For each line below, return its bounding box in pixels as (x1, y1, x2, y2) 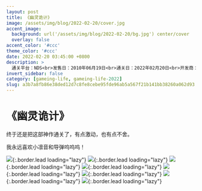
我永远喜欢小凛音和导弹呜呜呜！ (6, 143, 85, 151)
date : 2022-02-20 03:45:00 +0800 (6, 54, 90, 60)
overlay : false (11, 37, 50, 43)
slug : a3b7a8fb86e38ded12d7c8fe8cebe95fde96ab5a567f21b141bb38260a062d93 (6, 82, 195, 88)
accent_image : (6, 25, 42, 32)
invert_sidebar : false (6, 70, 63, 77)
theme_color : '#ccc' (6, 48, 58, 54)
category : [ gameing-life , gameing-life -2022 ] (6, 76, 122, 82)
